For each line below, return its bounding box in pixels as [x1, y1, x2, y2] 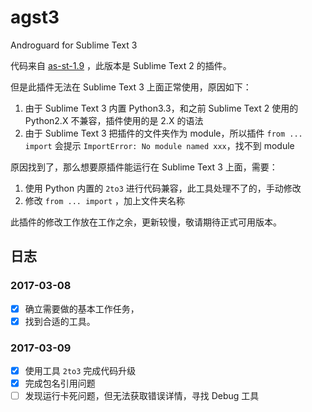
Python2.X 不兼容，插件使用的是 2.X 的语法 [24, 114, 204, 126]
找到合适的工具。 [24, 315, 96, 327]
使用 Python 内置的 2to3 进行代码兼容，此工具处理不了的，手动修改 [24, 182, 302, 194]
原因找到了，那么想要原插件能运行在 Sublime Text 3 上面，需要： [10, 161, 278, 173]
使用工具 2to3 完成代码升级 [24, 365, 137, 377]
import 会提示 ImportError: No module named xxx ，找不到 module [24, 139, 295, 151]
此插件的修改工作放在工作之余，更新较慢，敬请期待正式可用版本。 [10, 216, 282, 228]
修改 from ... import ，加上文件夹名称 [24, 194, 186, 206]
